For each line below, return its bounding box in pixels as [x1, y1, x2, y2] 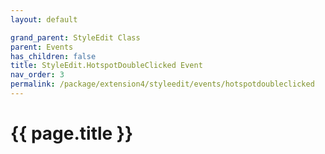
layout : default [10, 14, 78, 25]
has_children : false [10, 51, 97, 61]
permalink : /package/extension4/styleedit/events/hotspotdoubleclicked [10, 79, 315, 90]
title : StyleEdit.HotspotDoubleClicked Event [10, 61, 203, 71]
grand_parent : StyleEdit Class [10, 32, 141, 43]
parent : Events [10, 42, 74, 52]
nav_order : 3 [10, 70, 65, 80]
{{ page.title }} [10, 122, 134, 145]
